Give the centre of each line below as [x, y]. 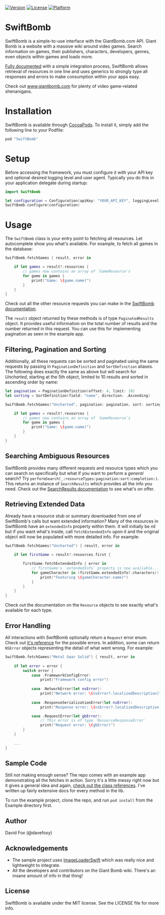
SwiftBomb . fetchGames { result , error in [48, 258]
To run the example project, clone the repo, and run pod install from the [79, 800]
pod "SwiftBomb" [22, 139]
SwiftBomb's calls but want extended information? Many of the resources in [82, 521]
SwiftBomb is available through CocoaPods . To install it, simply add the [77, 125]
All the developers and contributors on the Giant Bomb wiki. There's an [84, 870]
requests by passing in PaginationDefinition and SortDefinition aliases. [79, 366]
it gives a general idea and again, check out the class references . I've [75, 785]
